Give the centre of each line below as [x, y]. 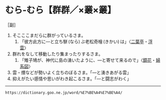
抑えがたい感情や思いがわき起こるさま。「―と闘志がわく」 [72, 78]
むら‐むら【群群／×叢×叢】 [61, 10]
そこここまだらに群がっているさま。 [49, 35]
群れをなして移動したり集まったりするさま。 [58, 54]
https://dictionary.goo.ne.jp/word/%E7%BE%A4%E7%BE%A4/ [64, 93]
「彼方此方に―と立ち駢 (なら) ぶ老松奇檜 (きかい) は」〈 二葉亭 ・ [84, 41]
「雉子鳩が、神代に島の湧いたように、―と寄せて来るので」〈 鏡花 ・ [88, 60]
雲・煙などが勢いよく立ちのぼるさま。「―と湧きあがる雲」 [72, 72]
